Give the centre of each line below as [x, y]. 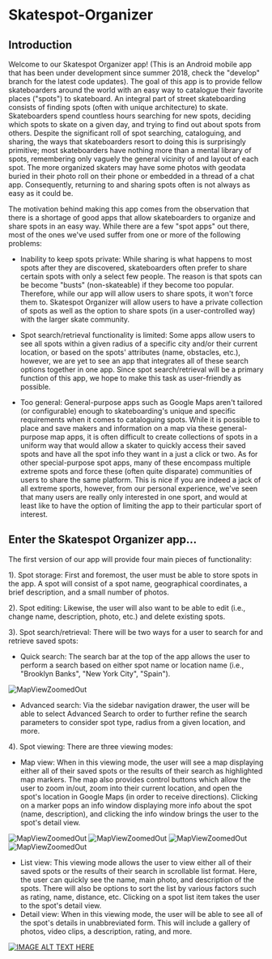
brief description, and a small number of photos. [89, 592]
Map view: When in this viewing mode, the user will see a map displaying [142, 762]
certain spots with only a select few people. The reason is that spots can [141, 276]
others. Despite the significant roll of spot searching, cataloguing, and [125, 133]
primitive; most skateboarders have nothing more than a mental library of [130, 150]
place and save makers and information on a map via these [118, 428]
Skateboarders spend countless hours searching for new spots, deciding [130, 116]
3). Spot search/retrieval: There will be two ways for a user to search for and [136, 632]
